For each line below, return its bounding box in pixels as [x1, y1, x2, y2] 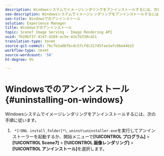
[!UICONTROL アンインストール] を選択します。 [12, 146, 107, 152]
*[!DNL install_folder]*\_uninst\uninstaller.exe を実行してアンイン [14, 128, 156, 134]
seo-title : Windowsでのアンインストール [5, 16, 81, 21]
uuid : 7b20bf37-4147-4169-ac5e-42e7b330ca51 [5, 35, 97, 39]
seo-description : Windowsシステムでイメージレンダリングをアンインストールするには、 [5, 12, 163, 17]
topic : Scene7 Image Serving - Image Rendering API [5, 30, 112, 35]
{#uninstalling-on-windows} [5, 95, 124, 105]
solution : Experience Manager [5, 20, 67, 26]
